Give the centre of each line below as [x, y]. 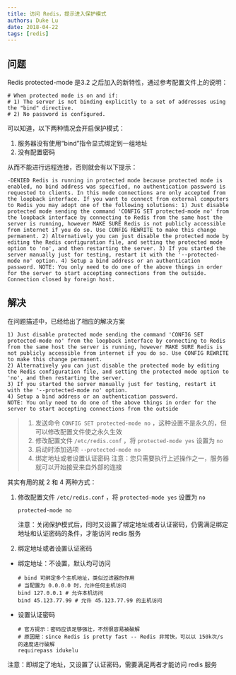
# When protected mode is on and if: [63, 96]
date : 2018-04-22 [33, 27]
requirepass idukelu [48, 650]
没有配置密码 [36, 152]
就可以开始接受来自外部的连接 [78, 466]
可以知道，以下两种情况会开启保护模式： [66, 129]
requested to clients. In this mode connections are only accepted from [117, 193]
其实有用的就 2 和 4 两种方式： [52, 482]
